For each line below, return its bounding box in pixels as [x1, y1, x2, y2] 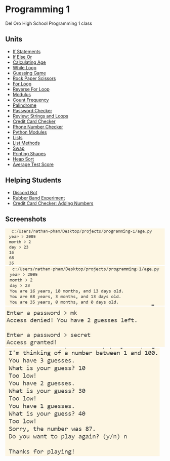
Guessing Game [12, 70, 47, 76]
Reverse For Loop [12, 86, 50, 92]
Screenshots [5, 215, 47, 223]
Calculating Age [12, 59, 46, 65]
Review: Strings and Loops [12, 113, 68, 119]
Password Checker [12, 107, 52, 113]
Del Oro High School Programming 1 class [5, 20, 93, 26]
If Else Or [12, 54, 32, 60]
